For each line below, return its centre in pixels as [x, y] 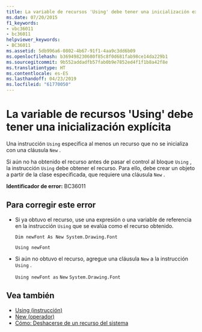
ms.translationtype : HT [36, 68]
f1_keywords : [23, 23]
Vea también [30, 296]
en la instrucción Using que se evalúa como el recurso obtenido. [94, 226]
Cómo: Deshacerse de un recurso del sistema [72, 323]
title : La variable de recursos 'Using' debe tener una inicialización [98, 12]
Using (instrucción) [39, 310]
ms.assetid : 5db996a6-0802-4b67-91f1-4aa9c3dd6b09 [71, 51]
